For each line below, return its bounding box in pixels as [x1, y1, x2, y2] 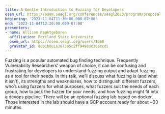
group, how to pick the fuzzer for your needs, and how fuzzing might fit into [5, 88, 159, 94]
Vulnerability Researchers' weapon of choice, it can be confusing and [5, 62, 146, 68]
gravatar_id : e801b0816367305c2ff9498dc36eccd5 [9, 44, 109, 49]
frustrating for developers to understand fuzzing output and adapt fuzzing [5, 67, 155, 74]
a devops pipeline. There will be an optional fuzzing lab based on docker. [5, 94, 153, 100]
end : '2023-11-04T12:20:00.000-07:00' [5, 21, 84, 26]
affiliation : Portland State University [9, 35, 93, 40]
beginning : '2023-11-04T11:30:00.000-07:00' [5, 16, 98, 21]
